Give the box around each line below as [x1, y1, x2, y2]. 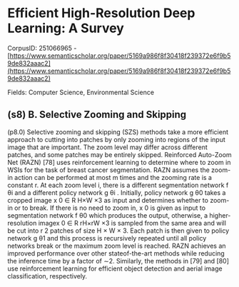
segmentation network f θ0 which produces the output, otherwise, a [7, 211, 208, 219]
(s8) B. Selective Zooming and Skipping [7, 109, 187, 121]
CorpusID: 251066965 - [7, 44, 77, 52]
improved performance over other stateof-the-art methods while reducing [7, 248, 225, 258]
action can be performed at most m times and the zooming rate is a [14, 173, 213, 181]
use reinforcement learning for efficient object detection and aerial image [7, 264, 223, 273]
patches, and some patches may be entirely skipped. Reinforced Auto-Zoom [7, 150, 232, 158]
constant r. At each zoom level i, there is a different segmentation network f [7, 181, 229, 189]
